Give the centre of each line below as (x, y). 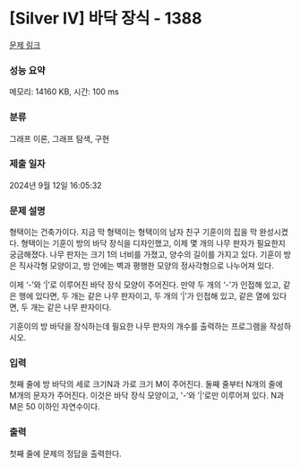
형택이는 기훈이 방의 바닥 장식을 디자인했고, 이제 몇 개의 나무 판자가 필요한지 (154, 243)
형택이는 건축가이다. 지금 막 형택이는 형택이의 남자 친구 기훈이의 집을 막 (133, 232)
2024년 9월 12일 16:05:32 (56, 185)
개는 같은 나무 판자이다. (71, 307)
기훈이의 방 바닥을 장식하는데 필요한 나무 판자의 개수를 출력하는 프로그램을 (138, 326)
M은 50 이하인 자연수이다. (55, 407)
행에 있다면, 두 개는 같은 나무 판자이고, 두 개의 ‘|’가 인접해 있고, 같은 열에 (144, 296)
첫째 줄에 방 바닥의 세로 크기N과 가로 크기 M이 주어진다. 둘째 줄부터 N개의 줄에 (146, 384)
